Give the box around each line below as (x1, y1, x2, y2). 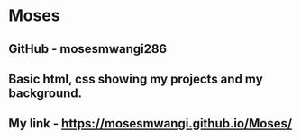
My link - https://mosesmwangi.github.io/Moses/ (8, 116, 293, 131)
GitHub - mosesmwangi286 (8, 41, 168, 57)
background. (8, 85, 83, 101)
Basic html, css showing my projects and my (8, 71, 263, 86)
